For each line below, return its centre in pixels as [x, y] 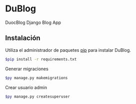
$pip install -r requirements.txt [41, 59]
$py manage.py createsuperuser [38, 97]
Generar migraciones [27, 69]
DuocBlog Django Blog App [33, 22]
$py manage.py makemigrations [37, 78]
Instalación [23, 38]
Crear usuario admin [26, 87]
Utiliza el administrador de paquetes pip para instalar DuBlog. [68, 50]
